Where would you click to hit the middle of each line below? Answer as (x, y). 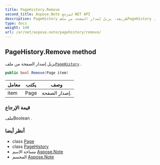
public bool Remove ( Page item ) (37, 73)
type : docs (16, 23)
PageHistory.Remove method (51, 52)
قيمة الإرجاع (18, 107)
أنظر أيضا (15, 131)
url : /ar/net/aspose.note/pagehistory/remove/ (53, 32)
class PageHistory (30, 146)
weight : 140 (17, 28)
